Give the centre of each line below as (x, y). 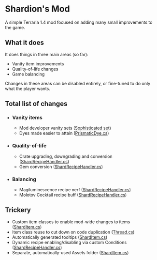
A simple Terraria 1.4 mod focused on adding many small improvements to (79, 22)
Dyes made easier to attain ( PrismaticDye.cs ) (64, 133)
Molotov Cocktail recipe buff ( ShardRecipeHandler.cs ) (73, 195)
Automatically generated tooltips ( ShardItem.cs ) (60, 237)
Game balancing (28, 74)
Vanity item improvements (38, 63)
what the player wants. (28, 89)
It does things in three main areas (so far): (47, 54)
